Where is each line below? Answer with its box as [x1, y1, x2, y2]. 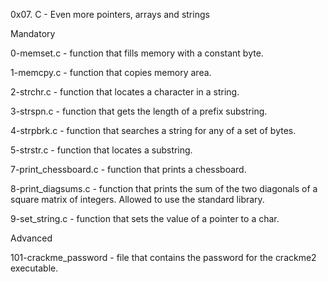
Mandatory [10, 28, 56, 39]
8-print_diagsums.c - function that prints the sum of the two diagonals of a [10, 183, 318, 194]
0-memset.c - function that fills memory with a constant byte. [10, 47, 264, 59]
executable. [10, 262, 59, 274]
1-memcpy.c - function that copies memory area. [10, 67, 212, 78]
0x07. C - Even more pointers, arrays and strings [10, 9, 210, 20]
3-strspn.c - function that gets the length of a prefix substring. [10, 105, 268, 117]
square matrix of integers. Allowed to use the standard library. [10, 194, 265, 205]
